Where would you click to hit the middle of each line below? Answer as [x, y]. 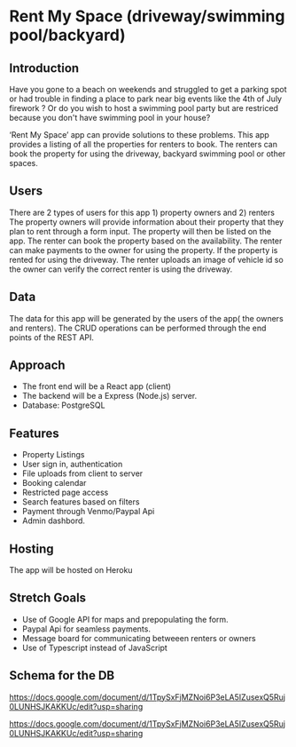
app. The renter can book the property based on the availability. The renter [146, 241]
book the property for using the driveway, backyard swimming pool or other [148, 154]
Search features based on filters [81, 502]
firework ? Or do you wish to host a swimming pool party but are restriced [144, 108]
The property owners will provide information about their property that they [147, 222]
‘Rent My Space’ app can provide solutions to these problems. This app [140, 135]
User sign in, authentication [72, 465]
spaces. [23, 163]
